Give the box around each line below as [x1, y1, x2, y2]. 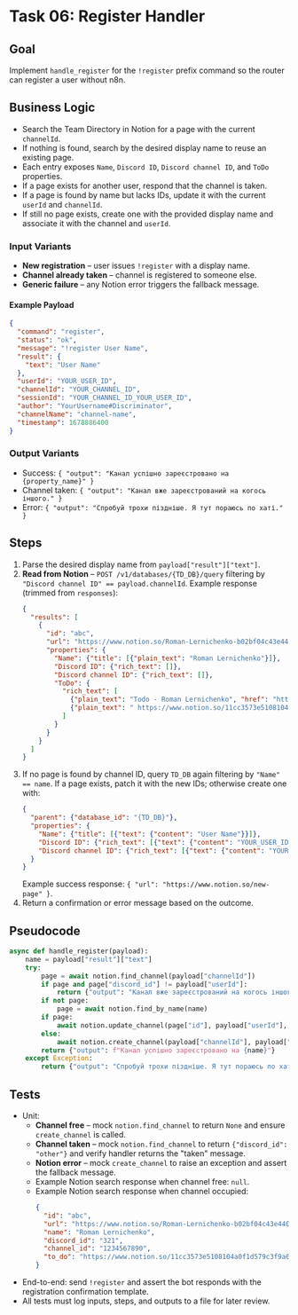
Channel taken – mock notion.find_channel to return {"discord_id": [35, 1138, 288, 1150]
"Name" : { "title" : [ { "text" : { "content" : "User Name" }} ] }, [38, 830, 262, 839]
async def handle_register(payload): [9, 947, 149, 956]
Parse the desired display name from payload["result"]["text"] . [21, 559, 261, 570]
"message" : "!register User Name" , [17, 343, 149, 352]
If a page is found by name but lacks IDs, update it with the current [21, 189, 266, 201]
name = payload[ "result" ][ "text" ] [25, 955, 153, 964]
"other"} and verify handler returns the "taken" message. [35, 1148, 246, 1159]
